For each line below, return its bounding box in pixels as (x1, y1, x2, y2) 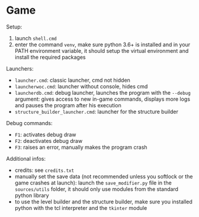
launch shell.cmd (14, 34, 57, 42)
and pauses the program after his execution (14, 101, 121, 108)
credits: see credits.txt (14, 167, 75, 174)
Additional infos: (6, 155, 46, 162)
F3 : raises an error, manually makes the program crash (14, 143, 147, 151)
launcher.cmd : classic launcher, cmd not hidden (14, 76, 130, 84)
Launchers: (6, 65, 34, 72)
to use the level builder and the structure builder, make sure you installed (14, 198, 192, 205)
